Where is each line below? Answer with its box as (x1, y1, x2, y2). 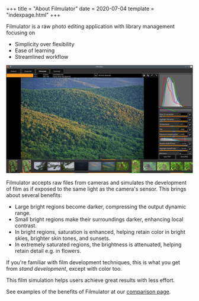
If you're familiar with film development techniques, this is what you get (6, 259, 181, 266)
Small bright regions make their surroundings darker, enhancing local (14, 216, 184, 223)
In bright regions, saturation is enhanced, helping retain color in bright (14, 229, 185, 236)
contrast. (14, 222, 37, 229)
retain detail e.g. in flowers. (14, 248, 82, 255)
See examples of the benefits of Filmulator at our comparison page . (6, 288, 171, 296)
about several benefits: (6, 192, 62, 199)
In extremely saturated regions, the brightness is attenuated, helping (14, 241, 182, 248)
